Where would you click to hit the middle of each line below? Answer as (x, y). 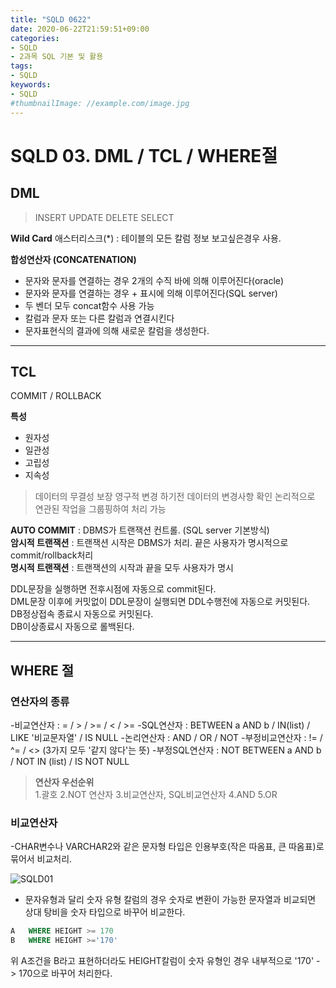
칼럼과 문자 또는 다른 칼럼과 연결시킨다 (99, 318)
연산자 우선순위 (64, 782)
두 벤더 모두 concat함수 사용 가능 (89, 305)
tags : (21, 66)
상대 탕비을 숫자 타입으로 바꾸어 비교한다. (105, 912)
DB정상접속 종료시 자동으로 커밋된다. (82, 614)
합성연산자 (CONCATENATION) (73, 259)
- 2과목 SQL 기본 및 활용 (57, 57)
